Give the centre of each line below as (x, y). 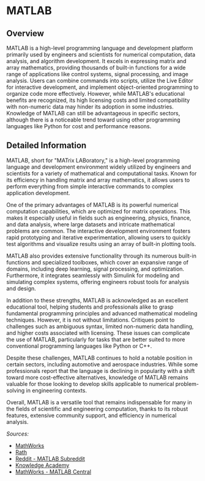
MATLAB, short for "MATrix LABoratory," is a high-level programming (93, 160)
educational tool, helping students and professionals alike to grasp (90, 307)
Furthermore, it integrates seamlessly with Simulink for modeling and (93, 275)
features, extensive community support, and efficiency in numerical (91, 415)
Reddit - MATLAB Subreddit (50, 458)
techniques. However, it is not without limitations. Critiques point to (91, 320)
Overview (25, 33)
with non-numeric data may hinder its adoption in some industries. (90, 107)
